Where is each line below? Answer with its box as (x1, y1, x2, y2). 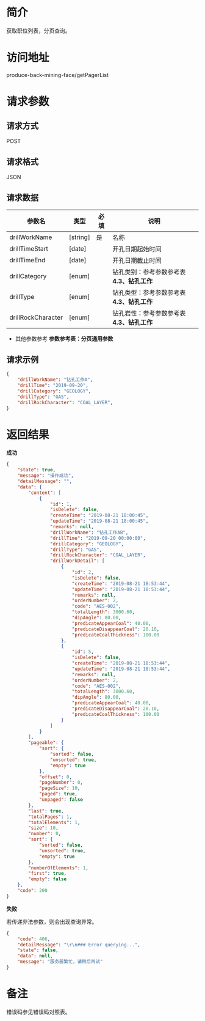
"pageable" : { (28, 740, 64, 746)
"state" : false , (17, 947, 59, 954)
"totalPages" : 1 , (28, 814, 72, 820)
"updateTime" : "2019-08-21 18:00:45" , (49, 518, 149, 525)
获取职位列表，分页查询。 (6, 27, 71, 34)
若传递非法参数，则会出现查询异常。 (6, 918, 98, 925)
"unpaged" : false (38, 797, 84, 803)
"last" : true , (28, 808, 64, 814)
